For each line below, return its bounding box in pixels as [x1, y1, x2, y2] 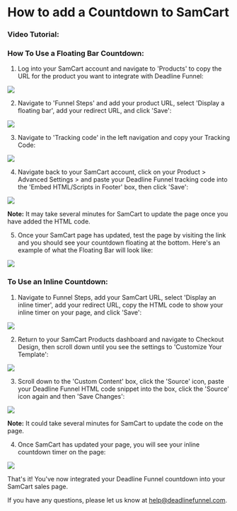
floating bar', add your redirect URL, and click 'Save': [17, 107, 172, 115]
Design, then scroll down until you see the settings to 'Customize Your [17, 342, 223, 351]
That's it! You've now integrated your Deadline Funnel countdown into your [7, 474, 226, 483]
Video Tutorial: [7, 30, 59, 40]
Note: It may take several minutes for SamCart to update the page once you [7, 210, 229, 218]
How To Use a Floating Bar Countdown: [7, 49, 144, 59]
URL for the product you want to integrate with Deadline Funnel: [17, 72, 204, 81]
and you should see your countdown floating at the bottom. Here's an [17, 238, 221, 247]
